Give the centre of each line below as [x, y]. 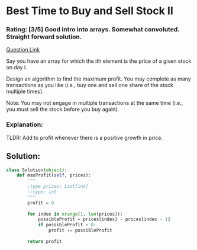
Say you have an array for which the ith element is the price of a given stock [99, 61]
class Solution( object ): [37, 170]
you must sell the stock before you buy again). [63, 109]
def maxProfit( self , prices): [54, 175]
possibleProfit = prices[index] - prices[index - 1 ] [104, 219]
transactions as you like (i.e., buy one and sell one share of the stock [90, 85]
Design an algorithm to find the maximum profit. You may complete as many [98, 79]
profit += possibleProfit [80, 230]
